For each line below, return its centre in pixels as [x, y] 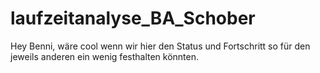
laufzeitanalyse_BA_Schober [133, 18]
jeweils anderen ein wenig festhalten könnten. [105, 56]
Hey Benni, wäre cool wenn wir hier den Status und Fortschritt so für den [160, 46]
